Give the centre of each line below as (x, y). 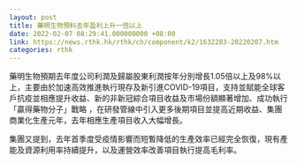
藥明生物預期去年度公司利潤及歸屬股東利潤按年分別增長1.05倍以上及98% (141, 77)
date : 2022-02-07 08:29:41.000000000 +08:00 (92, 33)
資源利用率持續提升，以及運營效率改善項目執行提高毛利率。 (133, 150)
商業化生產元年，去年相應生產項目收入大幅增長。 (98, 121)
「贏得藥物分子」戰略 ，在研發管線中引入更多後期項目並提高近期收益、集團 (146, 109)
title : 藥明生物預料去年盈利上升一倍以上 (76, 26)
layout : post (33, 17)
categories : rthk (41, 50)
